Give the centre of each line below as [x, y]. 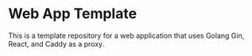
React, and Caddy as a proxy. [56, 43]
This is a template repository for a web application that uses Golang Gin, [126, 35]
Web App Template [73, 14]
